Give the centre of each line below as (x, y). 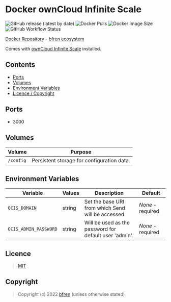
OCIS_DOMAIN (22, 208)
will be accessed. (105, 214)
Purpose (81, 152)
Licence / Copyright (33, 93)
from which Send (105, 208)
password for (100, 229)
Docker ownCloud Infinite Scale (73, 9)
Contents (20, 65)
